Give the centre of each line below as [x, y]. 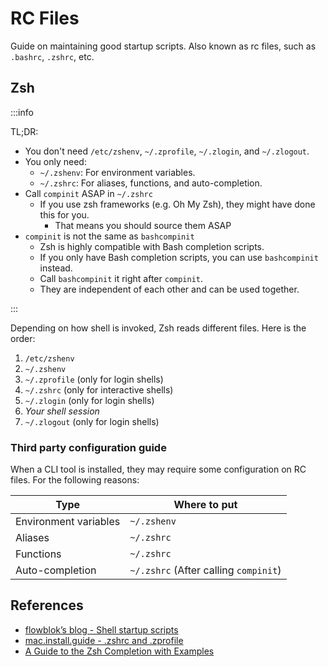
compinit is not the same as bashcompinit [109, 236]
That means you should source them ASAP [143, 225]
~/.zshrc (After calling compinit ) [205, 570]
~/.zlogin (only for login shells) [89, 400]
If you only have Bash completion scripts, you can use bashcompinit [179, 257]
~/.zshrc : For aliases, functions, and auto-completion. [151, 183]
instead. [56, 268]
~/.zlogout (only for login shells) [92, 421]
